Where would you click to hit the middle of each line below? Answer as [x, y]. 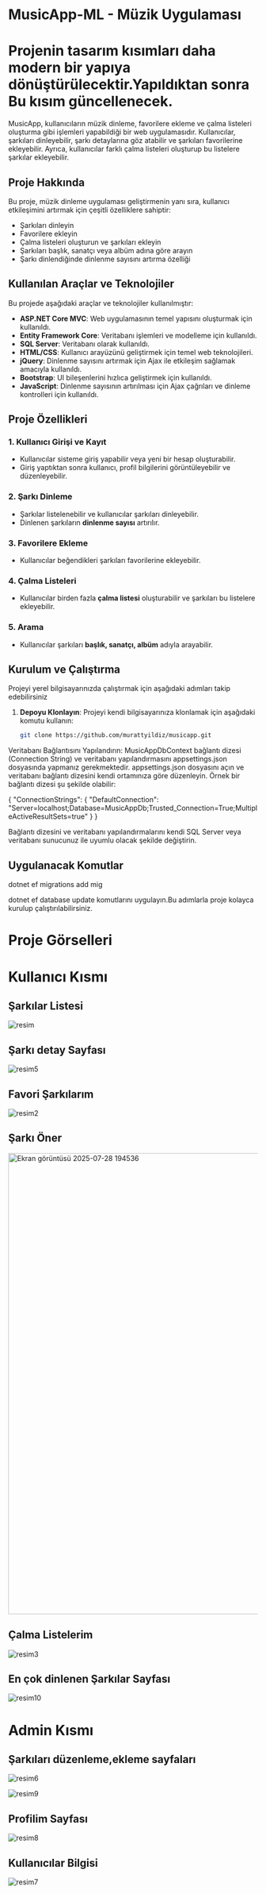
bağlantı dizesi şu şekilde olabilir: [62, 785]
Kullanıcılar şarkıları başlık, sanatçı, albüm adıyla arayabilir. [116, 644]
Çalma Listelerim [51, 1635]
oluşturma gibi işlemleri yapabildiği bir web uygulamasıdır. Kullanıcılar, [122, 132]
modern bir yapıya [69, 68]
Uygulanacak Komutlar [66, 865]
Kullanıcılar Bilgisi [53, 1863]
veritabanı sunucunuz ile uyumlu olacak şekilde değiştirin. [103, 840]
